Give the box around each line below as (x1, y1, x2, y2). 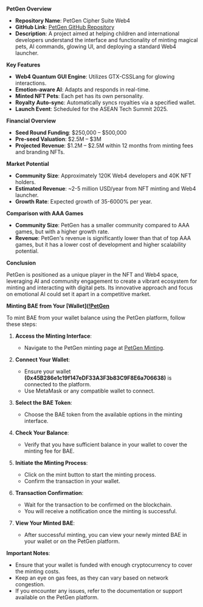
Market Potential (6, 160, 50, 167)
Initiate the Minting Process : (15, 460, 88, 466)
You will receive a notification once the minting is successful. (24, 508, 177, 514)
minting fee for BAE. (24, 447, 75, 455)
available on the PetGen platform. (15, 594, 99, 601)
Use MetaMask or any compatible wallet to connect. (24, 387, 155, 394)
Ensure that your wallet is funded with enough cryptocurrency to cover (15, 561, 193, 569)
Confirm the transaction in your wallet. (24, 478, 120, 485)
